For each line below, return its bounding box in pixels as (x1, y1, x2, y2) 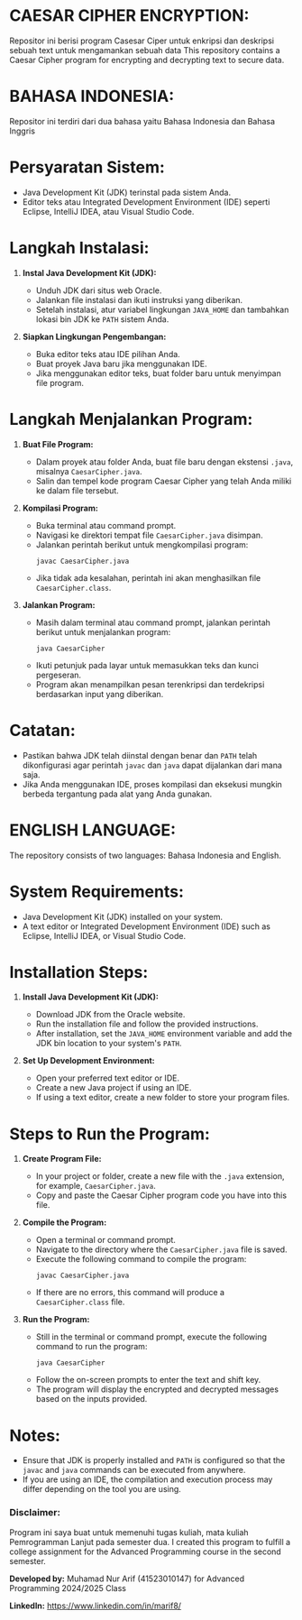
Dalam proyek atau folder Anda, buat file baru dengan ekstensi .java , (35, 456, 294, 467)
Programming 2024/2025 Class (9, 1582, 126, 1593)
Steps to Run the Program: (9, 1124, 210, 1144)
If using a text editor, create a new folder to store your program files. (35, 1092, 290, 1103)
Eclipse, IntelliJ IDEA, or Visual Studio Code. (22, 930, 187, 941)
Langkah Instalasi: (9, 238, 150, 258)
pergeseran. (35, 669, 82, 680)
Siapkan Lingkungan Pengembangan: (22, 331, 167, 342)
